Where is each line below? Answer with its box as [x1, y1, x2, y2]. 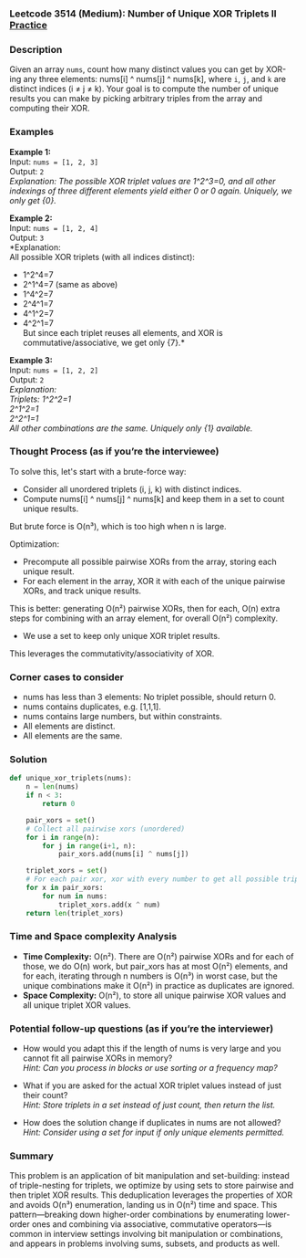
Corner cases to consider [9, 670, 125, 683]
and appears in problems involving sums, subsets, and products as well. [9, 1238, 280, 1249]
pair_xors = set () [25, 815, 96, 824]
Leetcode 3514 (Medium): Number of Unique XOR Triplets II [9, 7, 277, 20]
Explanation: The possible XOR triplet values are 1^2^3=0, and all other [9, 175, 276, 186]
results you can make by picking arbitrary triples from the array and [9, 93, 262, 104]
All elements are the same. [22, 730, 123, 741]
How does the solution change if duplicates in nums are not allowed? [22, 1117, 281, 1128]
